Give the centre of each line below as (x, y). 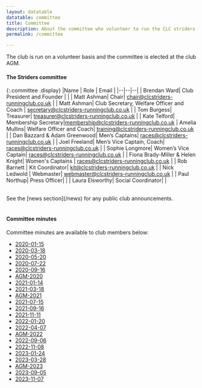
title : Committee (28, 23)
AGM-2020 (29, 276)
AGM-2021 (28, 295)
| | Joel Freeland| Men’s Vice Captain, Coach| (109, 142)
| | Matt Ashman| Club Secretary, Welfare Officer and (118, 103)
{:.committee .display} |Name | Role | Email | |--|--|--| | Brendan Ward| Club (100, 91)
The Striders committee (37, 77)
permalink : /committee (35, 34)
